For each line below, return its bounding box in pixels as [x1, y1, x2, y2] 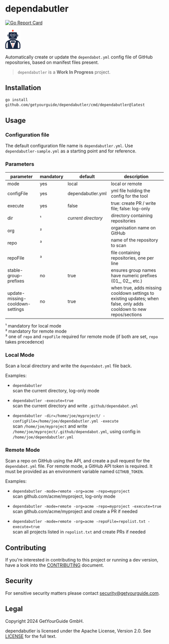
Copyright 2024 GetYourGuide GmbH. [5, 618, 84, 624]
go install [5, 98, 28, 103]
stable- [7, 267, 24, 273]
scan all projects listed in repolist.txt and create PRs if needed [12, 529, 146, 535]
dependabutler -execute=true [12, 398, 74, 403]
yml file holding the [111, 188, 151, 194]
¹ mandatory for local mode [5, 323, 62, 329]
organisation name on [111, 225, 156, 231]
